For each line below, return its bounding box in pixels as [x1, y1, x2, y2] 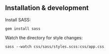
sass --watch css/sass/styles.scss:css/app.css [5, 44, 105, 49]
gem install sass [5, 26, 41, 31]
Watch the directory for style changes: [5, 35, 83, 40]
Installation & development [5, 4, 89, 12]
